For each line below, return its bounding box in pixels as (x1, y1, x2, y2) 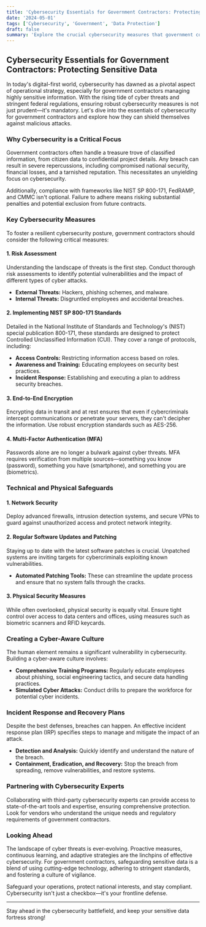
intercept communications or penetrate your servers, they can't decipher (6, 415, 191, 422)
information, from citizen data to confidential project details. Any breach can (6, 155, 199, 163)
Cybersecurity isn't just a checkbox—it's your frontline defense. (6, 890, 168, 897)
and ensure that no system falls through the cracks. (15, 578, 146, 585)
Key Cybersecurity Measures (6, 216, 96, 224)
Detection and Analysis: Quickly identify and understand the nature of (15, 747, 194, 754)
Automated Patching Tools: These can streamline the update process (15, 572, 193, 579)
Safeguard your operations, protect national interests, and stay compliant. (6, 883, 193, 891)
